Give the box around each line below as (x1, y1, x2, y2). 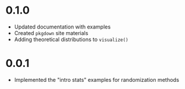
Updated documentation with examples (14, 23, 111, 30)
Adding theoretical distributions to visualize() (14, 36, 128, 43)
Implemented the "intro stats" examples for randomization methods (14, 76, 180, 83)
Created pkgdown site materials (14, 29, 89, 36)
